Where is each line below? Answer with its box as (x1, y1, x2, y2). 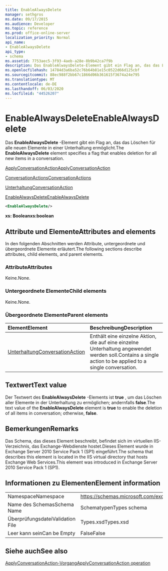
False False (80, 530, 106, 537)
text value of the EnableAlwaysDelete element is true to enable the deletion (5, 405, 162, 411)
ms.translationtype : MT (5, 77, 55, 82)
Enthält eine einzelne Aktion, (89, 333, 156, 340)
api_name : (5, 40, 26, 45)
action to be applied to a (89, 358, 146, 365)
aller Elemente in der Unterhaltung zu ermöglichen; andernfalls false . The (5, 399, 155, 405)
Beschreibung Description (89, 324, 152, 331)
